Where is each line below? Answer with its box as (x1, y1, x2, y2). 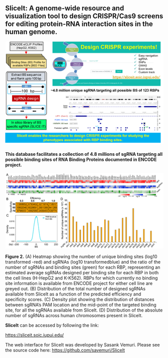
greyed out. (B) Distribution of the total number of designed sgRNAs (5, 285, 146, 291)
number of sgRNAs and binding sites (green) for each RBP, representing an (5, 264, 160, 270)
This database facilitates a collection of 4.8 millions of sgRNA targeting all (5, 151, 163, 157)
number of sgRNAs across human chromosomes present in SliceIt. (5, 312, 143, 318)
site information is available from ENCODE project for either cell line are (5, 280, 153, 286)
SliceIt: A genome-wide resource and (5, 4, 124, 13)
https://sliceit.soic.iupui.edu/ (5, 332, 64, 338)
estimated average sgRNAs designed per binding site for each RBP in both (5, 269, 159, 275)
